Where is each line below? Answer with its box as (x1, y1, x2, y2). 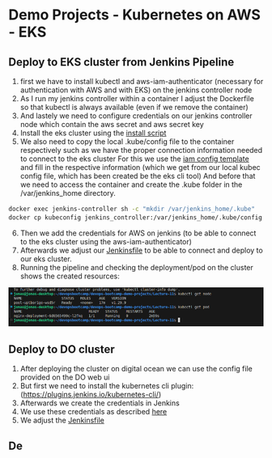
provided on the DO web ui (19, 372, 110, 382)
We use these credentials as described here (19, 407, 168, 417)
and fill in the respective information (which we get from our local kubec (19, 163, 261, 172)
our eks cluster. (19, 253, 72, 264)
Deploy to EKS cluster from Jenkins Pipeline (8, 55, 235, 69)
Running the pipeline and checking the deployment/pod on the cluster (19, 262, 253, 272)
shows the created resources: (19, 271, 120, 281)
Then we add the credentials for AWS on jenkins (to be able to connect (19, 228, 257, 238)
